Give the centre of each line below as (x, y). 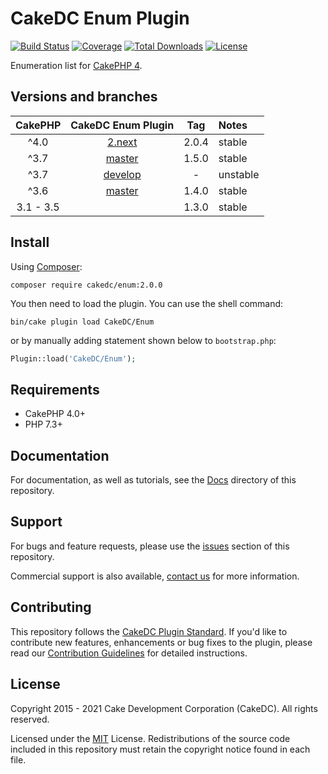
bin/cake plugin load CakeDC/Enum (82, 322)
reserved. (30, 719)
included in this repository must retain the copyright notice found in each (160, 749)
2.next (122, 142)
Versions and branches (84, 97)
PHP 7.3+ (43, 424)
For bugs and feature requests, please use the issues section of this (150, 546)
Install (30, 242)
